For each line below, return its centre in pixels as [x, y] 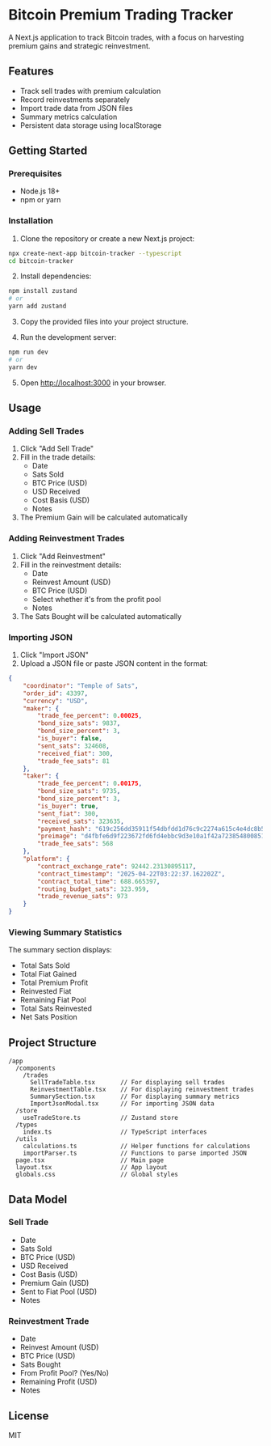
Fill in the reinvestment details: [71, 565]
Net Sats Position [49, 1017]
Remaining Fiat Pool [53, 1000]
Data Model [38, 1199]
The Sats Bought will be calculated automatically [101, 616]
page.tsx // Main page [90, 1160]
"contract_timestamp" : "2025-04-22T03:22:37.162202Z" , [131, 874]
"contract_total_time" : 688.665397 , [99, 881]
